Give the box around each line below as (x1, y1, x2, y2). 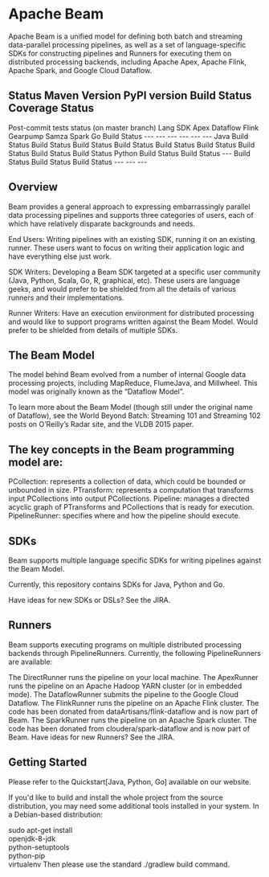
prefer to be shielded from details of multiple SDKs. (8, 325, 178, 334)
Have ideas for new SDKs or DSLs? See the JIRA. (8, 596, 171, 604)
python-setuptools (8, 842, 70, 852)
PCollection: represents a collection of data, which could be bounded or (8, 477, 247, 486)
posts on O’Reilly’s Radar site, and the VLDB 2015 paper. (8, 420, 194, 429)
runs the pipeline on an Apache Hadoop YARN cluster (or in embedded (8, 681, 243, 691)
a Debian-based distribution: (8, 809, 103, 819)
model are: (8, 455, 63, 469)
